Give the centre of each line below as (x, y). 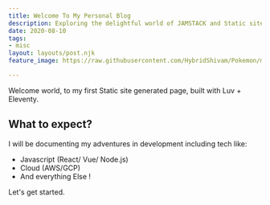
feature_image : (34, 61)
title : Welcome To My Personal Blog (70, 16)
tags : (17, 38)
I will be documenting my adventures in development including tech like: (128, 143)
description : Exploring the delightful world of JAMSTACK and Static (127, 23)
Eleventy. (23, 99)
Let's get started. (37, 192)
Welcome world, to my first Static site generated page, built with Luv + (125, 90)
